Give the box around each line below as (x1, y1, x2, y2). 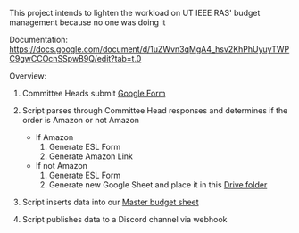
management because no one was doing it (9, 17, 166, 28)
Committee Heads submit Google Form (21, 88, 166, 98)
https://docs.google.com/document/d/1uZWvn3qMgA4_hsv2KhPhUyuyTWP (9, 44, 290, 54)
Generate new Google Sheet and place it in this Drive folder (48, 179, 268, 190)
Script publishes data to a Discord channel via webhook (21, 214, 228, 224)
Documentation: (9, 35, 69, 45)
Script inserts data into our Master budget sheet (21, 196, 199, 207)
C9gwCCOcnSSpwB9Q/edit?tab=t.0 (9, 54, 142, 63)
